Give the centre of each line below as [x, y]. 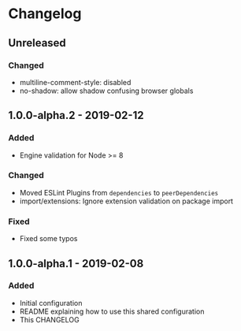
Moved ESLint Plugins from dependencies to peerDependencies [119, 192]
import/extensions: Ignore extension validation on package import [126, 201]
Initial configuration [51, 303]
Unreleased [37, 43]
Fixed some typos [48, 239]
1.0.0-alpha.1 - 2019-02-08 [76, 264]
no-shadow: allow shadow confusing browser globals [106, 91]
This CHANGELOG [50, 319]
